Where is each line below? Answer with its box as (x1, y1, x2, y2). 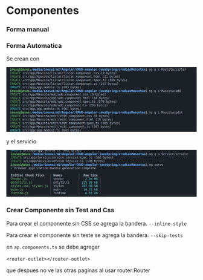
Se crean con (6, 55, 40, 62)
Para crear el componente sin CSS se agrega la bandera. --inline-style (6, 220, 187, 227)
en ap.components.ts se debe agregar (6, 243, 100, 250)
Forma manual (6, 25, 50, 34)
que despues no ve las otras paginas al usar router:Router (6, 267, 150, 274)
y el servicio (6, 137, 37, 145)
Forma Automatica (6, 42, 62, 50)
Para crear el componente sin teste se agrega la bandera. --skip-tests (6, 231, 183, 239)
